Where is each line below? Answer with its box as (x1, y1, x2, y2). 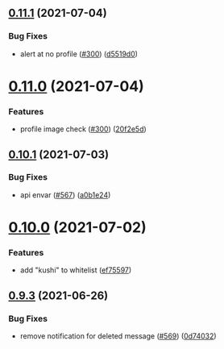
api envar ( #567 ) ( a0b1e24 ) (19, 189, 111, 200)
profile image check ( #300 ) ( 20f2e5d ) (19, 124, 147, 134)
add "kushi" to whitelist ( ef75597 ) (19, 265, 132, 275)
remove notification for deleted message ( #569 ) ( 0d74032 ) (19, 331, 217, 341)
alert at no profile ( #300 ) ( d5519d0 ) (19, 48, 139, 59)
